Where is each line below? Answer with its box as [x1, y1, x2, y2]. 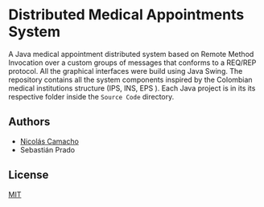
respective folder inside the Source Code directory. [8, 91, 175, 101]
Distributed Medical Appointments [8, 6, 245, 24]
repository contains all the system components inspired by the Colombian [8, 75, 253, 84]
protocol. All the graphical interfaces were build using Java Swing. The [8, 66, 243, 75]
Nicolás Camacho [19, 136, 79, 146]
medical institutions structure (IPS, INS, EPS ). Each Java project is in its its [8, 83, 256, 93]
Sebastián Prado [19, 144, 75, 154]
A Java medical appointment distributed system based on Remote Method [8, 49, 254, 59]
